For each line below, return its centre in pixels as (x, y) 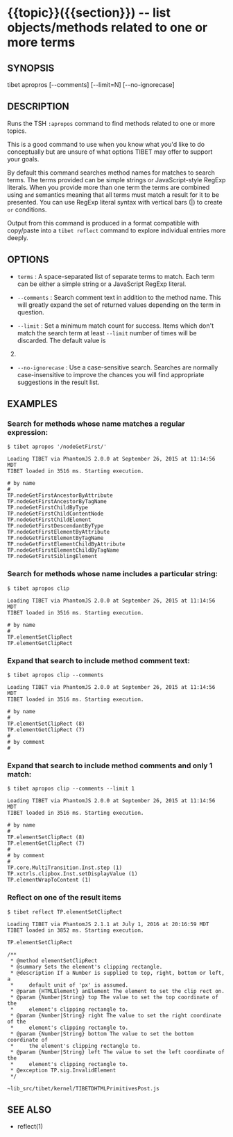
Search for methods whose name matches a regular (96, 424)
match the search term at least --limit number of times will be (107, 333)
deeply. (18, 237)
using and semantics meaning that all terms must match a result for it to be (113, 194)
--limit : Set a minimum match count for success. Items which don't (115, 326)
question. (31, 312)
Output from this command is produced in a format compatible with (103, 223)
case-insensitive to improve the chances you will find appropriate (111, 374)
